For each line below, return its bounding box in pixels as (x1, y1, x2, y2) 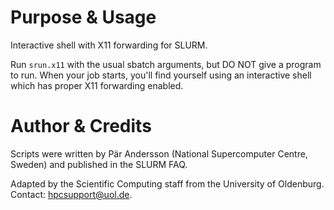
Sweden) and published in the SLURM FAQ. (10, 158, 188, 170)
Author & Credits (10, 115, 152, 138)
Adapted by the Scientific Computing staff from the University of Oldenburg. (10, 177, 325, 190)
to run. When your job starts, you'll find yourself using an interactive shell (10, 69, 312, 81)
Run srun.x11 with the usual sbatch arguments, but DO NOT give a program (10, 58, 322, 70)
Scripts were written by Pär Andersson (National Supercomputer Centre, (10, 147, 308, 160)
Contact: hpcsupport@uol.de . (10, 188, 133, 200)
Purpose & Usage (10, 6, 157, 29)
